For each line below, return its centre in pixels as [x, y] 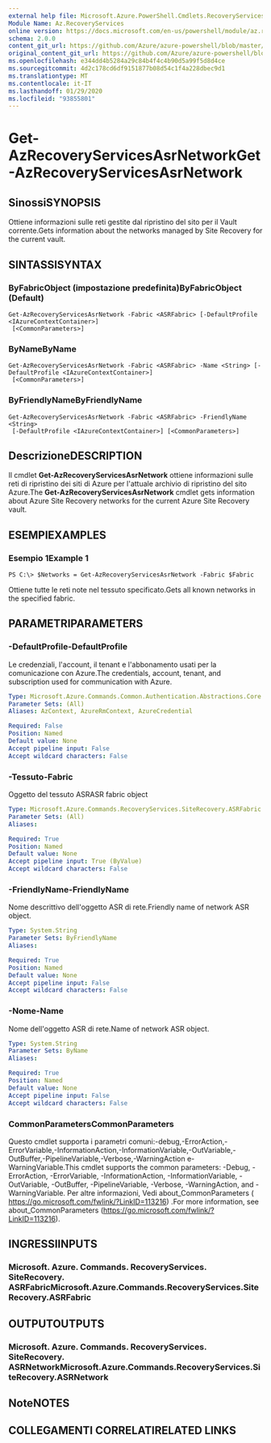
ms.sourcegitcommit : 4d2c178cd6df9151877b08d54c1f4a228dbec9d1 [117, 69]
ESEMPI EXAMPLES [57, 535]
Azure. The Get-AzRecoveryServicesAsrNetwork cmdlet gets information [132, 492]
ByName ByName [42, 348]
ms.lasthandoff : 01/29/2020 [56, 91]
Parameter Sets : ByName [48, 1051]
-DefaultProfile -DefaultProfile [68, 647]
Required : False [35, 726]
